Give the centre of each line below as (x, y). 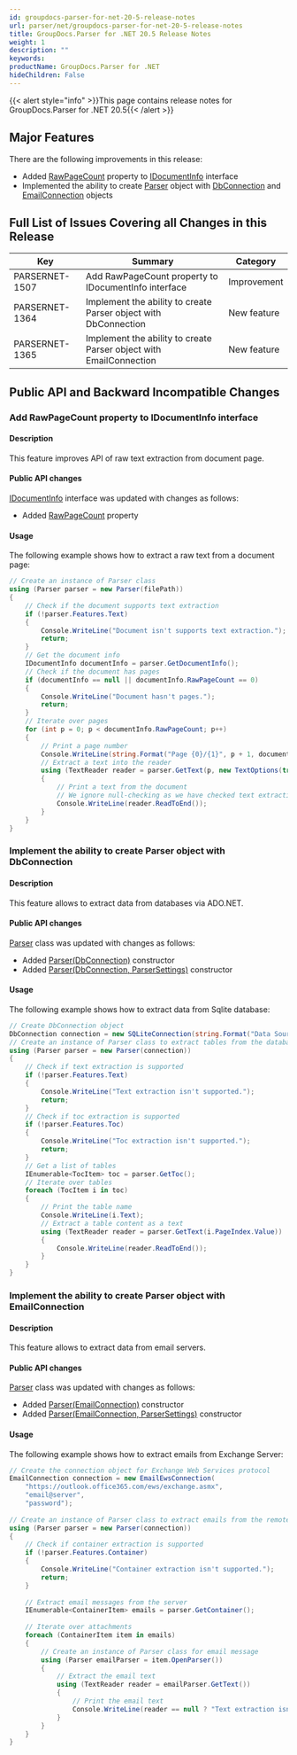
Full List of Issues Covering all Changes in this (138, 222)
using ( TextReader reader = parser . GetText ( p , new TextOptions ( (162, 771)
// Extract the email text (106, 1676)
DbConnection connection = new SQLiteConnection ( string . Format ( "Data (140, 1033)
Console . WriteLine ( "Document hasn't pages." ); (128, 697)
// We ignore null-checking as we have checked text (155, 796)
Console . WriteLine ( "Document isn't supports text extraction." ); (164, 630)
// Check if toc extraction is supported (102, 1116)
